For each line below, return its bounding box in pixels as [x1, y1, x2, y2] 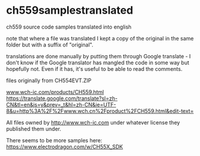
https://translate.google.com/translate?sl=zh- [6, 95, 118, 102]
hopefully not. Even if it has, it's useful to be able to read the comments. [6, 65, 183, 72]
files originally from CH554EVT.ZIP [6, 77, 92, 84]
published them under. [6, 125, 61, 132]
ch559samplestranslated [6, 4, 133, 17]
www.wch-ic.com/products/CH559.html [6, 88, 104, 95]
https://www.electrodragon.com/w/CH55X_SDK [6, 143, 123, 150]
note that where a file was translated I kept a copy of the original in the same [6, 35, 194, 42]
